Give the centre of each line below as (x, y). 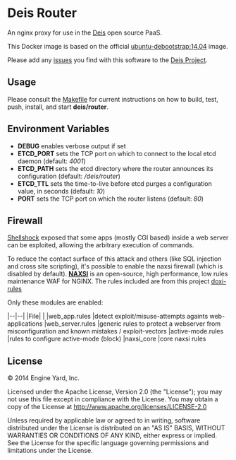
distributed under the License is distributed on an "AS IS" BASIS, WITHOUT (116, 428)
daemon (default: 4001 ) (51, 161)
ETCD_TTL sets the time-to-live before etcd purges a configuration (115, 183)
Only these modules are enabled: (55, 302)
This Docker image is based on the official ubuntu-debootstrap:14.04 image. (118, 46)
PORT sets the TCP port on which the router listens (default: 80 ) (111, 199)
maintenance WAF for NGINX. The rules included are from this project (108, 281)
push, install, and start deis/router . (58, 107)
